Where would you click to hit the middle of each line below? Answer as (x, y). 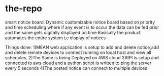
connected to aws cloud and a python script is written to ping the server (78, 63)
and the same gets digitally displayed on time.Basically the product (73, 32)
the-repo (24, 9)
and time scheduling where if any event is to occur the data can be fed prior (82, 27)
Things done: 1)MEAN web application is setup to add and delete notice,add (82, 47)
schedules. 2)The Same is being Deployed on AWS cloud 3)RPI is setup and (82, 57)
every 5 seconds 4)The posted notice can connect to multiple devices (76, 68)
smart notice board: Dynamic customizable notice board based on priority (80, 22)
